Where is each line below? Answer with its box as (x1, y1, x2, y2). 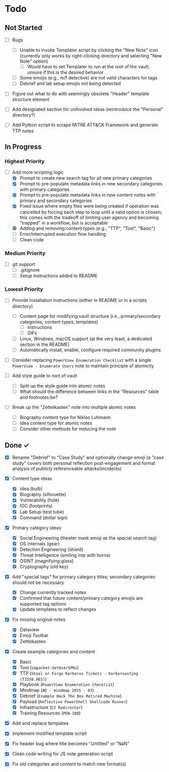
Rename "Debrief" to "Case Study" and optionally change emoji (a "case (12, 454, 164, 461)
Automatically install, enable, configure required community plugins (19, 347, 161, 353)
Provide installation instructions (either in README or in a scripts (12, 297, 147, 304)
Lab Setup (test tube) (19, 509, 64, 515)
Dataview (19, 627, 40, 633)
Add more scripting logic (12, 169, 64, 176)
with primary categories (19, 186, 70, 192)
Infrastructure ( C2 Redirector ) (19, 704, 83, 710)
